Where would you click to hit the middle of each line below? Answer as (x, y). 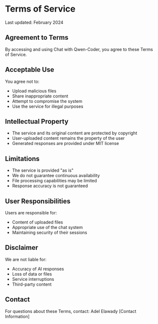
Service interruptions (33, 279)
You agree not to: (22, 81)
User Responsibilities (38, 201)
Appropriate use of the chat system (47, 227)
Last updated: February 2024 (34, 22)
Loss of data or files (32, 274)
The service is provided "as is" (43, 170)
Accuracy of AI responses (38, 269)
